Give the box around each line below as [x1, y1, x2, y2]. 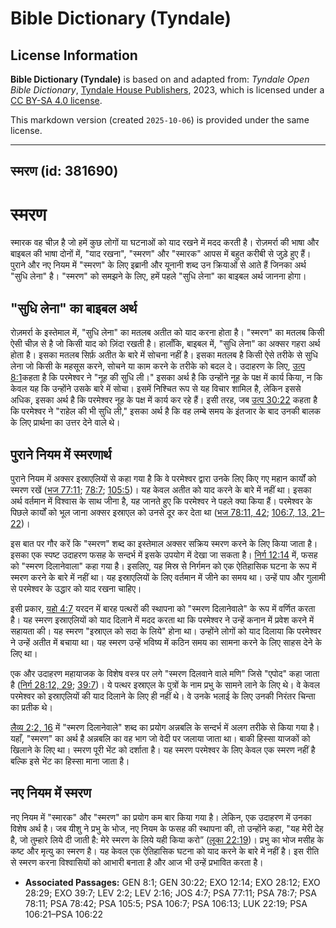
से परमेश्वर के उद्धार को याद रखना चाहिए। [10, 582, 142, 594]
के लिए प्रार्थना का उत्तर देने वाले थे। [10, 417, 121, 429]
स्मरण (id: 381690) [10, 163, 119, 180]
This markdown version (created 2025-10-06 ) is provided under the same [10, 114, 310, 126]
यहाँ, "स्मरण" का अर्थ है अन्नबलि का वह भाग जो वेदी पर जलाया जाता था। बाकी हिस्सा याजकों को [10, 732, 311, 744]
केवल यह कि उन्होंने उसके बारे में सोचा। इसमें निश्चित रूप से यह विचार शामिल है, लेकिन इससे [10, 383, 302, 395]
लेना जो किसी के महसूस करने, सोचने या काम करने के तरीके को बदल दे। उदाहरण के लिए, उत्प [10, 360, 306, 372]
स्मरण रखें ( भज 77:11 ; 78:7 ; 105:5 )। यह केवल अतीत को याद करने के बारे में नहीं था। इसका [10, 483, 312, 496]
